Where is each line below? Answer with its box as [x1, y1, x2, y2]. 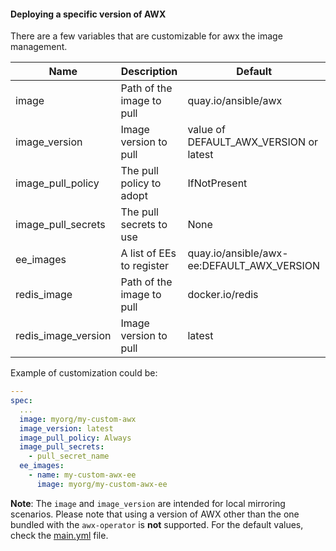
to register [120, 259, 170, 273]
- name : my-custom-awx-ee [28, 470, 137, 480]
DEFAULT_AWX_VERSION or [187, 135, 319, 149]
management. [10, 41, 68, 53]
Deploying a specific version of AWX [10, 8, 167, 20]
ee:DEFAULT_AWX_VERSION [187, 259, 321, 273]
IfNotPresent [187, 176, 248, 190]
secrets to [120, 218, 168, 232]
